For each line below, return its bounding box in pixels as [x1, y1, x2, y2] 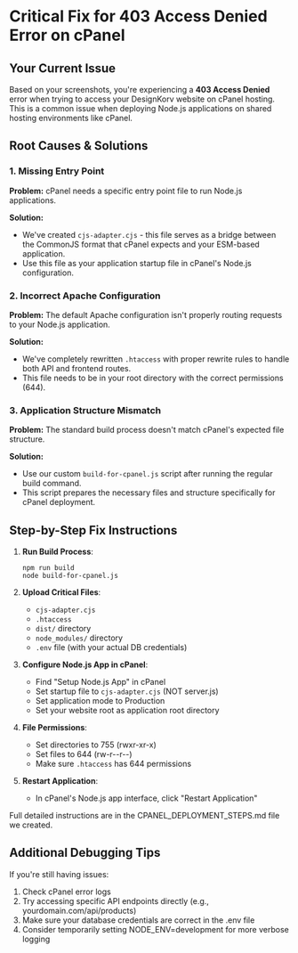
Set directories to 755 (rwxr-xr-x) [35, 739, 157, 750]
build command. [21, 478, 82, 489]
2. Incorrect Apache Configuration [9, 289, 161, 302]
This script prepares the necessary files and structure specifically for [21, 487, 276, 498]
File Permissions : [21, 722, 87, 733]
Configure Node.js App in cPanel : [21, 659, 149, 670]
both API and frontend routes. [21, 362, 132, 373]
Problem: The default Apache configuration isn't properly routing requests [9, 309, 283, 320]
